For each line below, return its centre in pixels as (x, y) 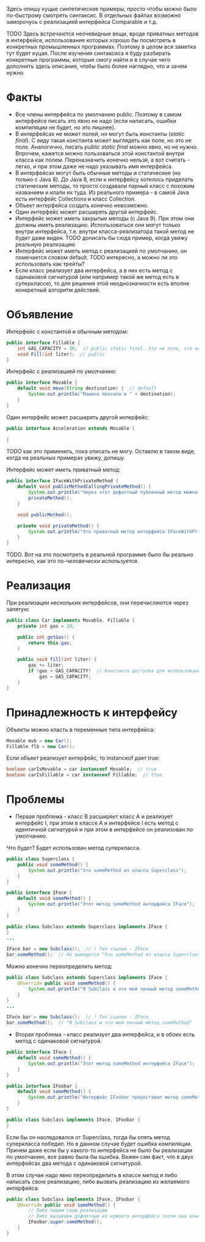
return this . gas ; (50, 643)
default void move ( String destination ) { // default (87, 389)
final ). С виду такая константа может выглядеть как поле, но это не (103, 140)
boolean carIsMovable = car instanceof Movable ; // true (81, 769)
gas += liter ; (46, 665)
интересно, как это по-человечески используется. (73, 561)
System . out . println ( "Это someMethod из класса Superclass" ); (108, 870)
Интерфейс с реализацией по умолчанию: (62, 371)
